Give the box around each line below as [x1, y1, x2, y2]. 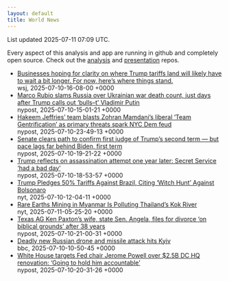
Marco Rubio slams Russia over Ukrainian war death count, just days [16, 90, 211, 99]
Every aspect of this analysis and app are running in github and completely [7, 49, 218, 57]
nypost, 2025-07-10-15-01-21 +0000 [16, 106, 121, 114]
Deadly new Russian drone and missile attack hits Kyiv [16, 236, 171, 245]
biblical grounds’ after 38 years [16, 222, 106, 230]
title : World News [7, 16, 60, 23]
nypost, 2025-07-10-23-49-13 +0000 [16, 127, 124, 136]
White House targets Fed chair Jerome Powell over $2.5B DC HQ [16, 251, 200, 259]
